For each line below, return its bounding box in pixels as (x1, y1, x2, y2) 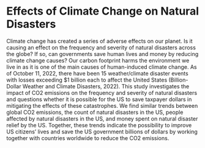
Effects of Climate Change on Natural (6, 4, 199, 18)
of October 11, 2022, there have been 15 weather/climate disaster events (6, 69, 188, 77)
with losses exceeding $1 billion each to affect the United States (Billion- (6, 76, 188, 83)
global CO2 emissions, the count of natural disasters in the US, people (6, 108, 184, 116)
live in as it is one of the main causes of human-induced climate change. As (6, 63, 197, 71)
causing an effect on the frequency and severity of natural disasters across (6, 44, 196, 51)
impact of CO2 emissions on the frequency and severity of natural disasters (6, 89, 198, 96)
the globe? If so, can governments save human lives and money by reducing (6, 50, 199, 57)
